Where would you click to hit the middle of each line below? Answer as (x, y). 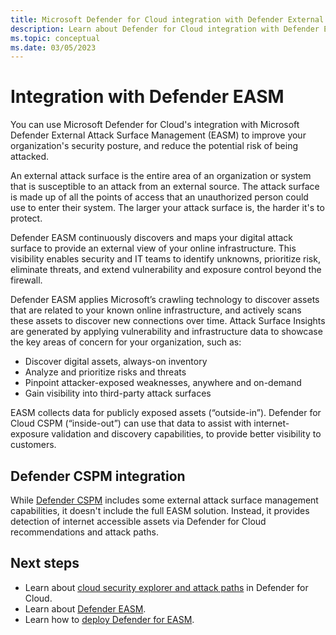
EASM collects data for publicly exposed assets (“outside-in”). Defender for (166, 413)
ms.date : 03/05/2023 (53, 47)
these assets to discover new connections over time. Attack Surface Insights (168, 321)
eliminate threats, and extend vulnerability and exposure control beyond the (166, 270)
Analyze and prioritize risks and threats (105, 372)
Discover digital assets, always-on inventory (116, 362)
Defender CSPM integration (98, 476)
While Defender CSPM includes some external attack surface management (164, 500)
